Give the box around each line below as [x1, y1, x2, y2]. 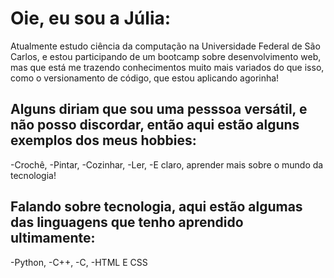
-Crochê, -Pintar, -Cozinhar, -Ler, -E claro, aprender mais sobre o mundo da [10, 158, 324, 171]
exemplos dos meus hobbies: [10, 132, 197, 149]
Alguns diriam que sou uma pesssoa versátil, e [10, 101, 308, 118]
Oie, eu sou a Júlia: [10, 7, 172, 30]
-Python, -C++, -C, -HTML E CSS [10, 256, 148, 268]
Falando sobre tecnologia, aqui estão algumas [10, 198, 303, 216]
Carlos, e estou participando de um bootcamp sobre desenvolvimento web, [10, 50, 322, 62]
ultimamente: [10, 230, 96, 247]
